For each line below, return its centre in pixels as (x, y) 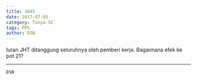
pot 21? (15, 56)
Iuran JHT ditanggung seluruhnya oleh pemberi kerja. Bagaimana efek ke (94, 50)
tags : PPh (18, 28)
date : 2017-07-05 (27, 17)
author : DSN (21, 33)
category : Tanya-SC (30, 22)
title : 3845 (21, 11)
